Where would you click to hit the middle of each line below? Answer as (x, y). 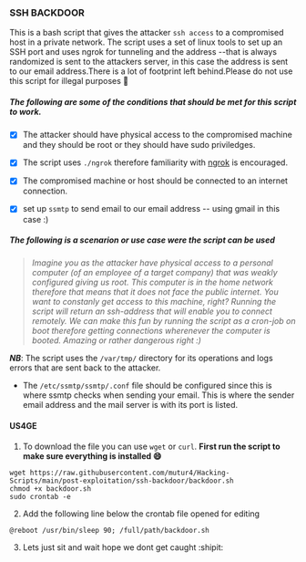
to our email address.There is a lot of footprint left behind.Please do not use (151, 71)
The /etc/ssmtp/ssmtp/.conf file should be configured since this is (147, 386)
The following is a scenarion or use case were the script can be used (143, 240)
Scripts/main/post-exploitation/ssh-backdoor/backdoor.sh (122, 481)
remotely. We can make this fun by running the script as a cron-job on (163, 321)
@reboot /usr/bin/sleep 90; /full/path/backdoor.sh (109, 530)
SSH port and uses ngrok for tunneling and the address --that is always (143, 52)
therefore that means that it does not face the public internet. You (155, 292)
